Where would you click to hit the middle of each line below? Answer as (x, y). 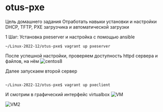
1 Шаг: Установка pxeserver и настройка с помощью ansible (70, 37)
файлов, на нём (22, 61)
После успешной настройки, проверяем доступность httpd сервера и (81, 56)
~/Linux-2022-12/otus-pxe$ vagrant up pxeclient (58, 85)
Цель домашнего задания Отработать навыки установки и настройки (81, 21)
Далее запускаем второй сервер (41, 71)
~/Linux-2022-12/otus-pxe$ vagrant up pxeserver (58, 46)
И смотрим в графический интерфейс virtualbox (58, 94)
